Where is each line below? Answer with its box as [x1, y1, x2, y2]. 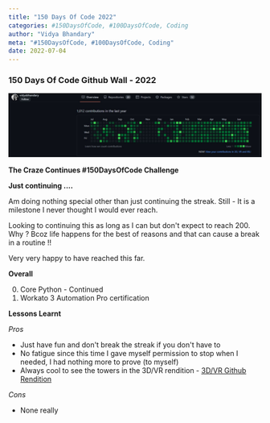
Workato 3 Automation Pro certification [19, 293, 150, 303]
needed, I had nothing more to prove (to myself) [19, 357, 179, 367]
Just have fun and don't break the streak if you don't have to [19, 340, 221, 350]
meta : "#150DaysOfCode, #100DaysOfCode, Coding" [8, 39, 174, 47]
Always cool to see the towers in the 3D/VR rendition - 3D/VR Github [19, 366, 247, 375]
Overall [8, 269, 34, 279]
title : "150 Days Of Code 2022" [8, 13, 117, 21]
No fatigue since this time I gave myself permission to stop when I [19, 349, 239, 359]
